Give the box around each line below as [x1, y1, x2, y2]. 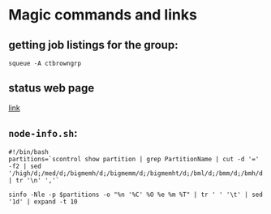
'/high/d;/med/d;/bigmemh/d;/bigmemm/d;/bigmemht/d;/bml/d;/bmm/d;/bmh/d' [8, 169, 267, 178]
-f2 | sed [8, 162, 42, 170]
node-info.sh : [8, 126, 78, 140]
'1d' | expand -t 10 [8, 197, 79, 206]
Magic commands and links [8, 6, 197, 24]
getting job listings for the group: [8, 38, 179, 52]
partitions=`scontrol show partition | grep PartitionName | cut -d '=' [8, 155, 260, 163]
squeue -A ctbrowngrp [8, 59, 82, 67]
